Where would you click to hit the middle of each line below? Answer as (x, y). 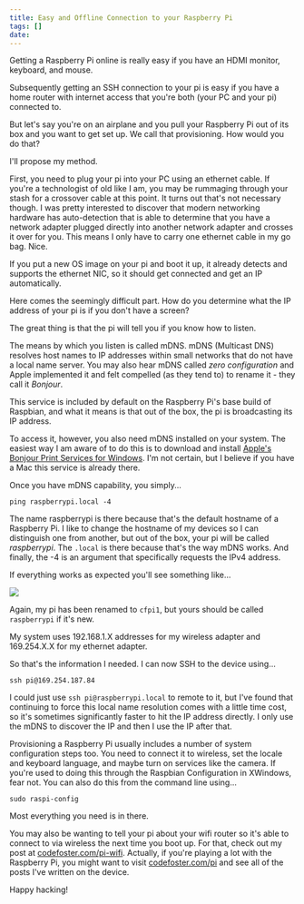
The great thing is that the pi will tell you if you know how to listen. (133, 329)
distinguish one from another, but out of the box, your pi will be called (139, 538)
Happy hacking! (39, 889)
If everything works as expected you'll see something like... (120, 575)
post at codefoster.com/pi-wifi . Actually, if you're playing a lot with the (141, 853)
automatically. (35, 283)
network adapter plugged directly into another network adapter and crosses (151, 227)
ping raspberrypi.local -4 (60, 502)
